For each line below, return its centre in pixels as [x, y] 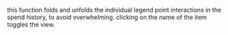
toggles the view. [31, 24]
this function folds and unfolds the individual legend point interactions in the [114, 10]
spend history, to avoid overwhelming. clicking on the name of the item [107, 17]
